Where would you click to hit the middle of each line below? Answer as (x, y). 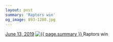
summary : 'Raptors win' (31, 15)
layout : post (19, 10)
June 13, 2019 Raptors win (57, 34)
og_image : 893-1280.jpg (31, 19)
